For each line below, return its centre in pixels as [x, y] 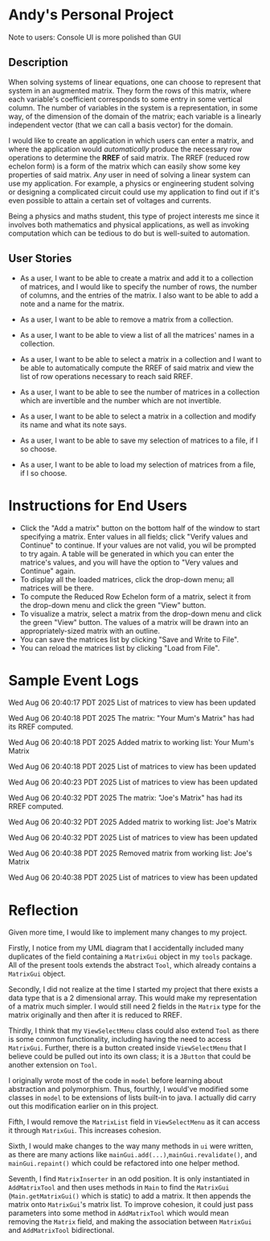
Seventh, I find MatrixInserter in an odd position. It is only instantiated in [129, 1179]
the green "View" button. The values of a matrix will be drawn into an [134, 622]
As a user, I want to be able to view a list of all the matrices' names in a [137, 335]
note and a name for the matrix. [72, 303]
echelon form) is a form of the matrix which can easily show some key [125, 166]
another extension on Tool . [53, 1065]
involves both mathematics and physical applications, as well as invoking [129, 224]
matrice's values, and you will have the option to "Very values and [129, 562]
